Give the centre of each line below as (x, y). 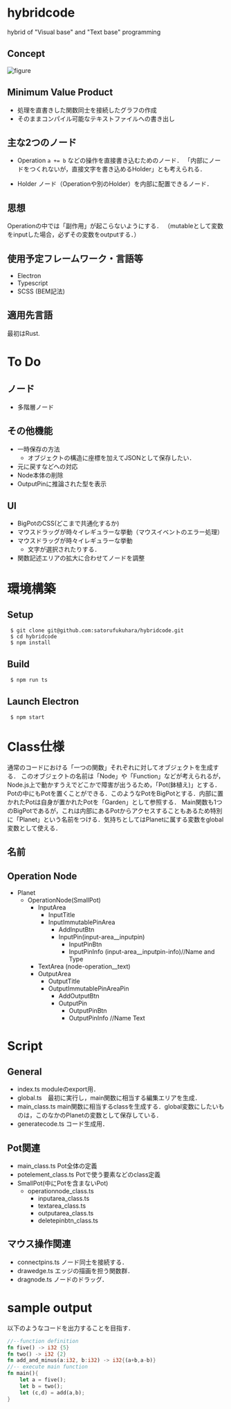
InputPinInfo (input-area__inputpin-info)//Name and (142, 952)
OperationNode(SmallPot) (64, 900)
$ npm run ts (29, 680)
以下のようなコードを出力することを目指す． (71, 1328)
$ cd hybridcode (34, 637)
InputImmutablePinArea (82, 922)
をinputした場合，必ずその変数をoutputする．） (74, 234)
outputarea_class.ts (66, 1213)
